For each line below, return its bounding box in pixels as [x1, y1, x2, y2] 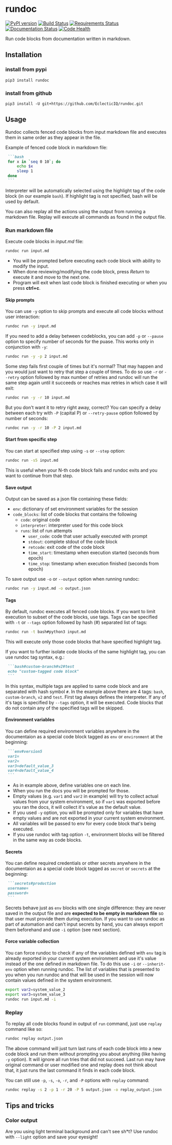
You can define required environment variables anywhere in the [5, 728, 140, 734]
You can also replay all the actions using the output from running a [5, 208, 146, 214]
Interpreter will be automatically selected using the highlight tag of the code [5, 187, 166, 194]
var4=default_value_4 [7, 768, 54, 773]
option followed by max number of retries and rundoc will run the [20, 374, 158, 380]
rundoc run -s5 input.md [5, 458, 59, 463]
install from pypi [5, 66, 47, 73]
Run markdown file [5, 227, 53, 234]
